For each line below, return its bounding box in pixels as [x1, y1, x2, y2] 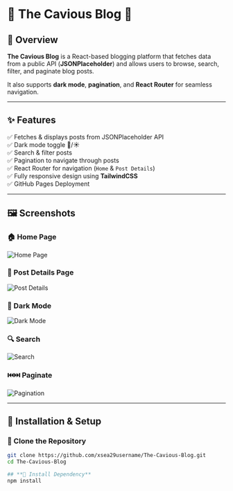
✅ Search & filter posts [7, 148, 73, 157]
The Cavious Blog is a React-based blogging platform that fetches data [7, 52, 212, 60]
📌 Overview [7, 34, 58, 46]
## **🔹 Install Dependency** [7, 471, 92, 478]
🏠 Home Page [7, 232, 57, 242]
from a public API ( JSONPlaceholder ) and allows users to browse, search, [7, 60, 220, 68]
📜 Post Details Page [7, 268, 74, 277]
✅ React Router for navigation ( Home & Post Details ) [7, 164, 155, 172]
